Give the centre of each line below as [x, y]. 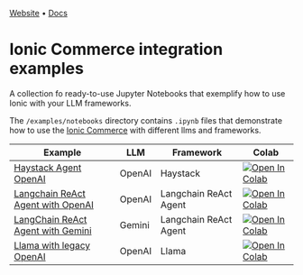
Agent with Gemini [53, 231]
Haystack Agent [48, 168]
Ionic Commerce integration [116, 50]
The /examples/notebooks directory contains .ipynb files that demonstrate [146, 120]
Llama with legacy [52, 245]
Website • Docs [38, 13]
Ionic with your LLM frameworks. [70, 103]
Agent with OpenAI [54, 205]
